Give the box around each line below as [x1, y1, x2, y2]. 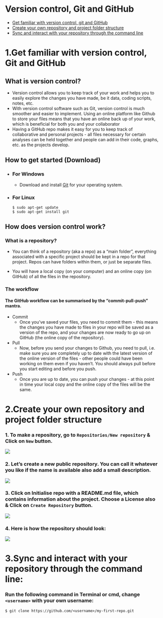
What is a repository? [5, 237, 57, 244]
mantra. [5, 303, 22, 309]
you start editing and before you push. [19, 366, 97, 372]
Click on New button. [5, 438, 53, 444]
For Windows [12, 171, 45, 177]
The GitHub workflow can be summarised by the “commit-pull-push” [5, 298, 148, 304]
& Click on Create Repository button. [5, 502, 93, 509]
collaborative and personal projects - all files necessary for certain [12, 131, 146, 137]
